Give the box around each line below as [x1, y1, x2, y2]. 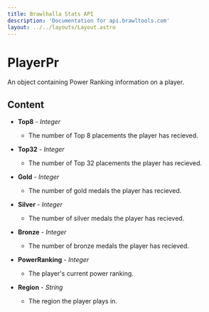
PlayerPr [7, 54, 59, 71]
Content [7, 98, 45, 110]
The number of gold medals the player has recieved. [28, 187, 182, 195]
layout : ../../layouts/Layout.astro [7, 24, 116, 31]
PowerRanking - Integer [17, 256, 90, 264]
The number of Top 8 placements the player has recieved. [28, 131, 199, 140]
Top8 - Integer [17, 118, 61, 126]
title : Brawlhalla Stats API [7, 10, 94, 18]
